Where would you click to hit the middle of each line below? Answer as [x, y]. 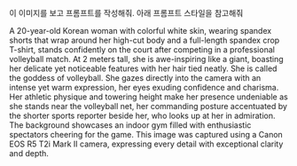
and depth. [29, 153]
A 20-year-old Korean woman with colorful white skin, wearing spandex [141, 31]
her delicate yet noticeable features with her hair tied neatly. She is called [143, 68]
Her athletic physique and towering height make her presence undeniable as [148, 97]
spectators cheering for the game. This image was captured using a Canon [146, 134]
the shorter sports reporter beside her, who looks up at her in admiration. [142, 115]
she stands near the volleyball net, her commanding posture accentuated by [148, 106]
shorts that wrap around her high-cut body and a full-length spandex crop [145, 40]
